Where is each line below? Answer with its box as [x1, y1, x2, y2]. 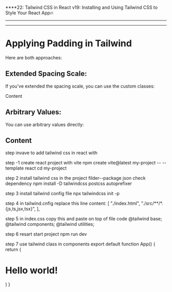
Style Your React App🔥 [5, 10, 54, 16]
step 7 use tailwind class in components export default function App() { [5, 241, 156, 247]
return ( [5, 246, 21, 253]
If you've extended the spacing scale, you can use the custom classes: [5, 83, 155, 89]
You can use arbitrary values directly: [5, 121, 84, 128]
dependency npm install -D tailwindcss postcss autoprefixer [5, 180, 132, 186]
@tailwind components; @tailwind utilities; [5, 221, 95, 227]
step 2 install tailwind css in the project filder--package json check [5, 175, 146, 181]
